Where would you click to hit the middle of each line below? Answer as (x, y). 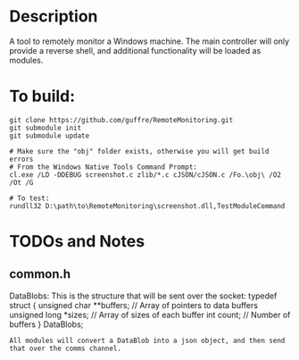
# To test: (29, 198)
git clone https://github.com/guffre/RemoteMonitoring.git (121, 120)
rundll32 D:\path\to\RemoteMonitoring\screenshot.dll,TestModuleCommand (147, 206)
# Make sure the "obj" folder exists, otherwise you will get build (139, 151)
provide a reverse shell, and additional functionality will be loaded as (135, 50)
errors (21, 159)
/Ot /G (21, 182)
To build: (42, 96)
